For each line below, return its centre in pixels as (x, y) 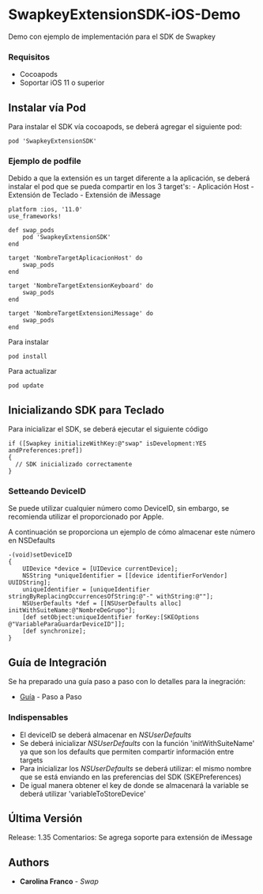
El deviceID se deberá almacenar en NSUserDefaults (105, 735)
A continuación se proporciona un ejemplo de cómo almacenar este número (131, 532)
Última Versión (45, 818)
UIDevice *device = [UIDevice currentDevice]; (100, 569)
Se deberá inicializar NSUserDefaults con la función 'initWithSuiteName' (137, 743)
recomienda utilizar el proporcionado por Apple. (86, 517)
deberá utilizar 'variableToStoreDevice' (83, 793)
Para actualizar (33, 371)
